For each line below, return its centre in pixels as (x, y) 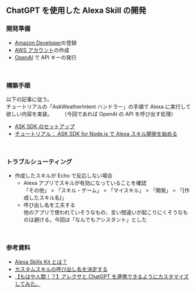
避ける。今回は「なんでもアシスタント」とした (90, 220)
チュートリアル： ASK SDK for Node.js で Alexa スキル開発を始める (96, 133)
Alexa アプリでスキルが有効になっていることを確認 (85, 183)
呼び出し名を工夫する (49, 205)
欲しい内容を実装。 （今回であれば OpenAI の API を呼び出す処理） (91, 114)
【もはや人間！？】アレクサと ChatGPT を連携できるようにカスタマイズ (102, 276)
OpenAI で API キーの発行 (46, 57)
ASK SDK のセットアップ (45, 126)
